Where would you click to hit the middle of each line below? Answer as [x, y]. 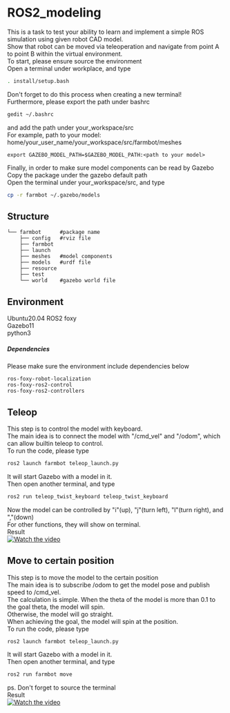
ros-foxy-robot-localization [49, 379]
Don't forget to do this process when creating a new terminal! [94, 94]
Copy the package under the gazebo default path [77, 175]
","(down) [21, 517]
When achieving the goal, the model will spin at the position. [93, 621]
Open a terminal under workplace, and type [69, 68]
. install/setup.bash [38, 81]
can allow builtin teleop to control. [55, 443]
